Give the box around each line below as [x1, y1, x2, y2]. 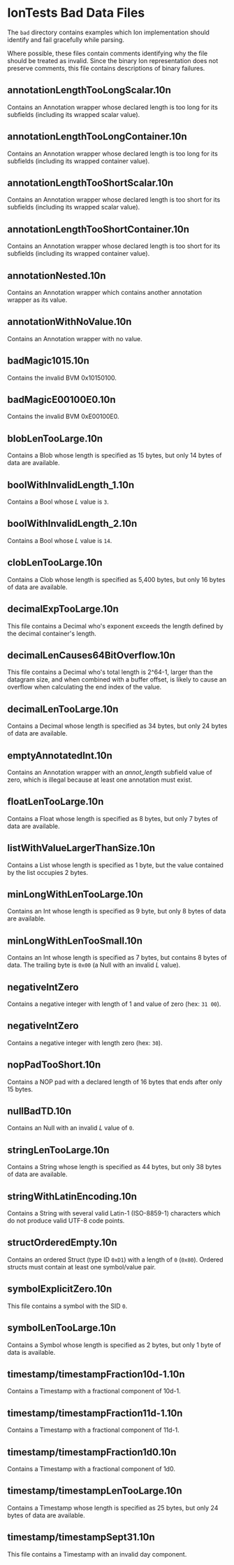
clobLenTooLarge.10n [7, 557, 103, 569]
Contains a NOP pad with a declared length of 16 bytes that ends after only [7, 1077, 222, 1086]
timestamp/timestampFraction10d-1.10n [7, 1368, 185, 1380]
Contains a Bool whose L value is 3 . [7, 497, 110, 506]
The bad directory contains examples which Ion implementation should [7, 28, 210, 36]
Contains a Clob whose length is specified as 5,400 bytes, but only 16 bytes [7, 575, 226, 584]
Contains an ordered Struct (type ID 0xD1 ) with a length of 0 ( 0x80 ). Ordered [7, 1255, 224, 1264]
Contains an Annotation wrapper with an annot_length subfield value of [7, 768, 212, 776]
